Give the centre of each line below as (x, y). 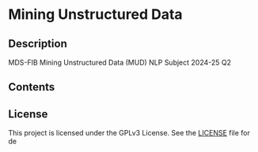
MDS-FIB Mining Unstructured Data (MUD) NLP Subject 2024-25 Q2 (120, 62)
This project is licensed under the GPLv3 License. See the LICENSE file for (129, 133)
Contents (32, 87)
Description (38, 44)
